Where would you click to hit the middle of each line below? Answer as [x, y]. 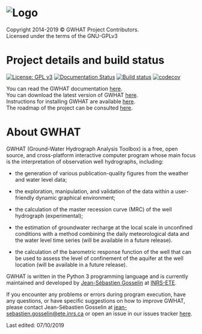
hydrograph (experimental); [49, 215]
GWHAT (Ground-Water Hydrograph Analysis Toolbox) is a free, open [92, 149]
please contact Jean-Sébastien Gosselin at [60, 307]
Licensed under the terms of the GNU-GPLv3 [62, 36]
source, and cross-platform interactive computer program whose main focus [101, 155]
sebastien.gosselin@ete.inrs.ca [45, 314]
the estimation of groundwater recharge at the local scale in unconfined [104, 227]
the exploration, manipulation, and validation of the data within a [94, 191]
